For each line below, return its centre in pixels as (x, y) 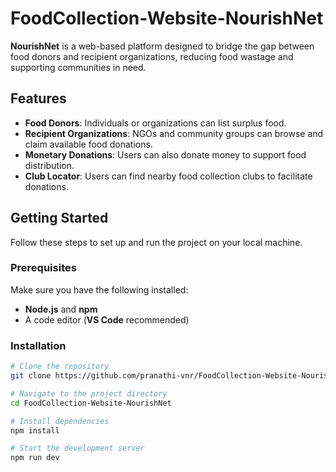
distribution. (49, 165)
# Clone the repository (60, 367)
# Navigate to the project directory (89, 393)
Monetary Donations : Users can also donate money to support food (165, 154)
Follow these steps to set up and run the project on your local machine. (156, 242)
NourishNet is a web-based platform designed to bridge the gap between (162, 46)
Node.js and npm (61, 309)
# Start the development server (77, 448)
